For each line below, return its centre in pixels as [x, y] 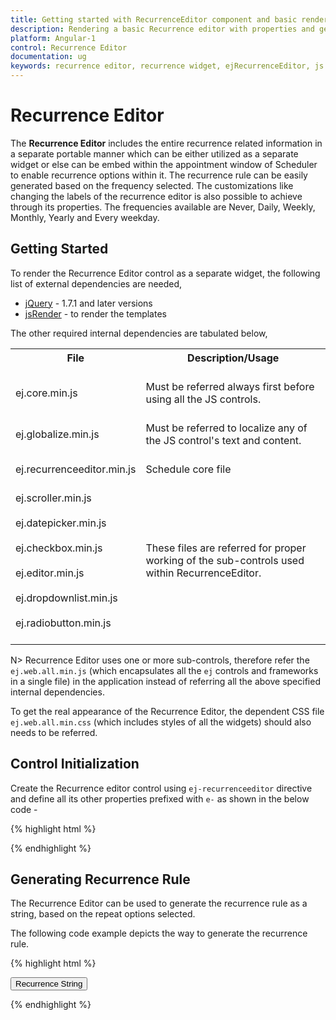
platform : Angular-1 [53, 38]
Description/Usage [233, 358]
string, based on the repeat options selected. [103, 914]
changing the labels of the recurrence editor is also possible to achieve [156, 196]
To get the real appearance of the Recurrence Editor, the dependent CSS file [167, 711]
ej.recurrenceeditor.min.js [76, 469]
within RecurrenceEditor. [203, 573]
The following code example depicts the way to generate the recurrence [159, 933]
